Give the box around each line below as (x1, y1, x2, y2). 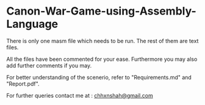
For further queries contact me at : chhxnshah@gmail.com (6, 92, 154, 99)
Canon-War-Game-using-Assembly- (6, 4, 196, 18)
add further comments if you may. (6, 62, 92, 69)
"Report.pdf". (6, 80, 40, 87)
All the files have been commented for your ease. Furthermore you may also (6, 55, 198, 63)
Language (6, 17, 59, 31)
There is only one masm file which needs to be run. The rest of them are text (6, 37, 199, 44)
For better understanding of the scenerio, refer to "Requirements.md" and (6, 73, 192, 81)
